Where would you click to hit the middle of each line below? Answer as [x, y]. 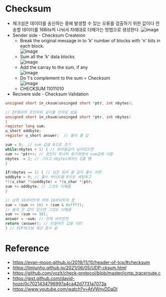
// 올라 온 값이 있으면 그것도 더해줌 [38, 210]
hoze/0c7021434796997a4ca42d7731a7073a [59, 283]
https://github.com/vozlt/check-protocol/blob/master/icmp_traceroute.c [87, 273]
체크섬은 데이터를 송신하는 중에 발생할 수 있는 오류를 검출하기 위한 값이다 [83, 23]
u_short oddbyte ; [23, 131]
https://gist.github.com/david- [44, 278]
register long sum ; [26, 126]
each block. [32, 46]
